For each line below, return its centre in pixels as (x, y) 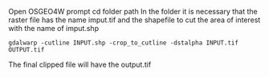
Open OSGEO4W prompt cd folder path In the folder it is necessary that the (133, 12)
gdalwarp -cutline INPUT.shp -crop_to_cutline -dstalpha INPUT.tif (124, 43)
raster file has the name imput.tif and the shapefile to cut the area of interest (134, 20)
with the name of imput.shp (53, 28)
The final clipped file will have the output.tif (80, 64)
